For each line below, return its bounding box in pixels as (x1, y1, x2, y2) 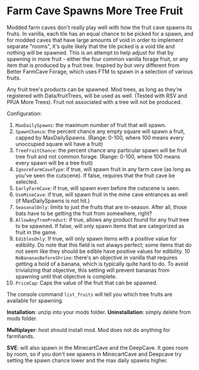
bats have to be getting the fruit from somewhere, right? (15, 210, 153, 217)
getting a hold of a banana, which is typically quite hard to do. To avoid (15, 260, 188, 267)
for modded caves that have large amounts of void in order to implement (7, 36, 184, 43)
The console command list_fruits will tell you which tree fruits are (7, 290, 172, 298)
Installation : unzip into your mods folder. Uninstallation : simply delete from (7, 308, 191, 315)
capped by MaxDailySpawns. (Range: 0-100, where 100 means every (15, 134, 184, 141)
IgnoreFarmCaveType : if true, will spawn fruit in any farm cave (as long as (15, 165, 191, 173)
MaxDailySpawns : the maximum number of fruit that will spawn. (15, 121, 166, 128)
